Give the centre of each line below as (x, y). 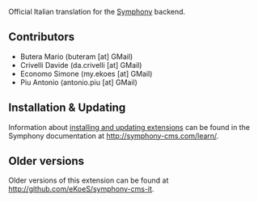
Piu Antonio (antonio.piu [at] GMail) (78, 82)
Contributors (42, 37)
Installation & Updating (67, 108)
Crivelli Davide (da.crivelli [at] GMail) (81, 65)
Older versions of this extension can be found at (89, 180)
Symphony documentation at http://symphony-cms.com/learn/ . (114, 136)
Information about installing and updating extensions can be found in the (129, 127)
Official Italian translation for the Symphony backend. (97, 12)
